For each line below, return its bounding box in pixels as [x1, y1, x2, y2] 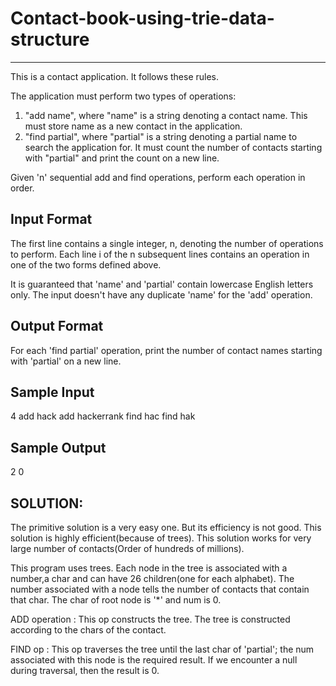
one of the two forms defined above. [10, 258, 162, 271]
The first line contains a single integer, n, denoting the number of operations [10, 237, 324, 249]
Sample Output [10, 439, 107, 456]
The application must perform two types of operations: [10, 90, 237, 102]
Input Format [10, 211, 93, 228]
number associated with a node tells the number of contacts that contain [10, 583, 310, 595]
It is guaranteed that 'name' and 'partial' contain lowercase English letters [10, 278, 314, 290]
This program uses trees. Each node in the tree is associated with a [10, 562, 288, 574]
